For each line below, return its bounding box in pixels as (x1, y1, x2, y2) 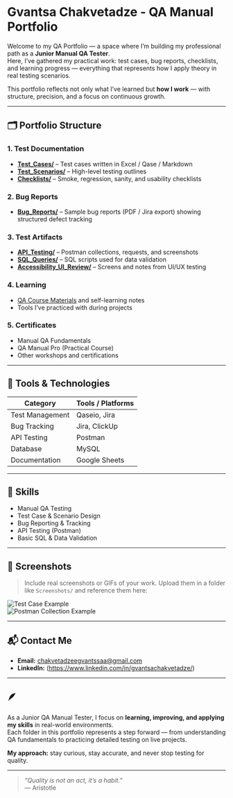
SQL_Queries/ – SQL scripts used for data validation (17, 255, 167, 264)
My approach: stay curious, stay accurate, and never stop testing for (7, 749, 205, 757)
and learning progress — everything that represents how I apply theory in (7, 64, 217, 72)
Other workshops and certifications (17, 351, 119, 359)
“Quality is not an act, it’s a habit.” (24, 776, 123, 784)
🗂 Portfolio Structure (7, 119, 102, 132)
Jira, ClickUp (76, 421, 119, 431)
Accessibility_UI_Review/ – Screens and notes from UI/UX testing (17, 263, 207, 271)
